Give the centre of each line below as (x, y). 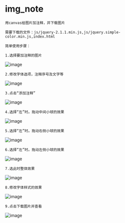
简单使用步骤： (18, 46)
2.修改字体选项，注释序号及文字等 (34, 74)
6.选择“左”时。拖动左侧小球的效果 (35, 149)
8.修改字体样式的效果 (23, 187)
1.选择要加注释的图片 (23, 55)
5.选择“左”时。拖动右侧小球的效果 (35, 131)
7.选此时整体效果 (20, 168)
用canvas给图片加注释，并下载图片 (35, 23)
